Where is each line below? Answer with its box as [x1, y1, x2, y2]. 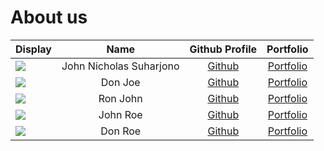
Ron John [98, 91, 143, 105]
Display [15, 42, 52, 56]
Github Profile [189, 42, 258, 56]
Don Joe [100, 75, 141, 89]
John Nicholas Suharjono [61, 59, 180, 73]
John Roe [98, 107, 143, 121]
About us [10, 6, 88, 29]
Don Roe [100, 124, 142, 138]
